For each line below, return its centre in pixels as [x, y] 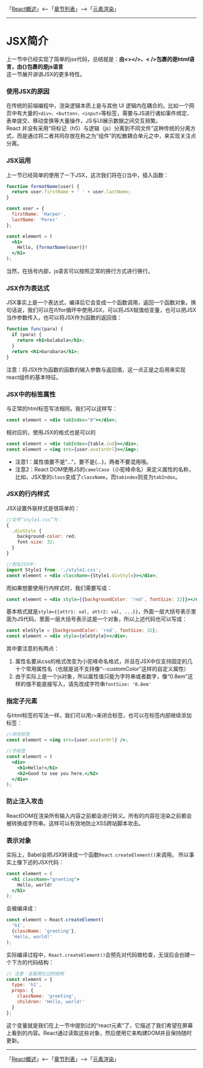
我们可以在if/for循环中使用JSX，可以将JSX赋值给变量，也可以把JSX [111, 310]
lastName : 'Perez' [35, 219]
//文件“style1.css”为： [34, 519]
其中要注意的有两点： [33, 649]
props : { [23, 991]
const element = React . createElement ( [55, 920]
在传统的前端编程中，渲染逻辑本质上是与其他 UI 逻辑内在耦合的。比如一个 [98, 106]
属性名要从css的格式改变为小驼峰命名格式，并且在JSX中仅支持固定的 [101, 661]
